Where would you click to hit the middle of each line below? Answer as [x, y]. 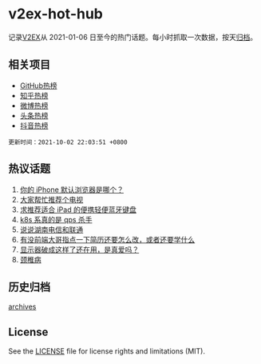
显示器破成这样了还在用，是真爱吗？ [79, 250]
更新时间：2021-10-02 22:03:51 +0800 [68, 142]
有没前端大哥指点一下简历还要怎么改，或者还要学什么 [107, 239]
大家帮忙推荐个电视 [51, 199]
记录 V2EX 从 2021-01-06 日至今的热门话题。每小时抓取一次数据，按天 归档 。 [133, 37]
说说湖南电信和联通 [51, 230]
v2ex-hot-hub [56, 14]
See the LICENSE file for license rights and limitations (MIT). [107, 351]
